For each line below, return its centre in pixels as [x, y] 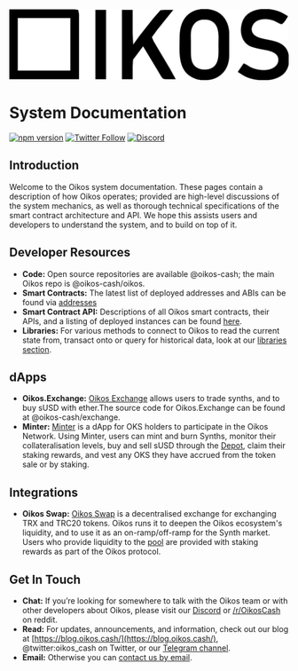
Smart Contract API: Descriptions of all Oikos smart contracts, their [146, 312]
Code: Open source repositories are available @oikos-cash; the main [148, 273]
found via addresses [59, 302]
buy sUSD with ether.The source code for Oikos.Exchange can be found [153, 408]
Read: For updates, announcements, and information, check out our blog [155, 628]
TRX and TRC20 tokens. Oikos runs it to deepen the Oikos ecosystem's [152, 524]
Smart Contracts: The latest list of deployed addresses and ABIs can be [154, 293]
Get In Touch [45, 579]
